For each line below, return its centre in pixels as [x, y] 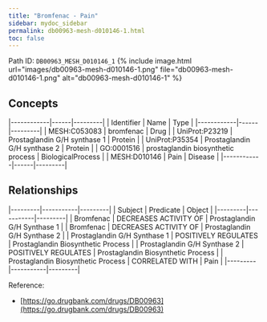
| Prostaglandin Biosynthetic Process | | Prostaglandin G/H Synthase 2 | [126, 244]
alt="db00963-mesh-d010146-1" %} [122, 78]
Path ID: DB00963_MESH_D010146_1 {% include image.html [100, 61]
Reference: [26, 285]
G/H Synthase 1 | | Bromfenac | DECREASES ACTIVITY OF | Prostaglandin [129, 226]
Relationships [43, 191]
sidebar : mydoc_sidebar [48, 23]
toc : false [26, 38]
